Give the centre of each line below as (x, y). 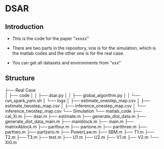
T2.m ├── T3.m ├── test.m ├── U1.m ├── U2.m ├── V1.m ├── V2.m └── (82, 137)
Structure (20, 78)
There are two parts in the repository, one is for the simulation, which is (84, 48)
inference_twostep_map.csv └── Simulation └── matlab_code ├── (73, 111)
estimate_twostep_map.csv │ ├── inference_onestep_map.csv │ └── (75, 106)
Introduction (24, 27)
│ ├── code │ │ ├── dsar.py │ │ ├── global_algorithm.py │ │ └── (73, 95)
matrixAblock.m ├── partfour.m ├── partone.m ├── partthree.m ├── (76, 126)
